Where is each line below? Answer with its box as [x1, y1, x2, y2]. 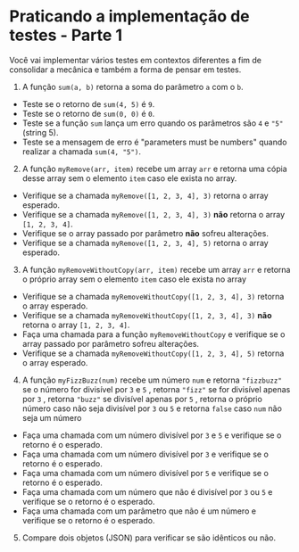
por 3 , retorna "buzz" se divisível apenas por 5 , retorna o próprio [21, 393, 263, 404]
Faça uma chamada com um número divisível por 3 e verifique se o [21, 449, 270, 459]
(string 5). [21, 127, 59, 137]
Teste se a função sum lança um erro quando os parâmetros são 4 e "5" [21, 118, 284, 128]
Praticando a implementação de [9, 6, 250, 27]
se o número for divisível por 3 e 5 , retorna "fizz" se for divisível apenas [21, 383, 291, 394]
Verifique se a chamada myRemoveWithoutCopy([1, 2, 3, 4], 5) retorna [21, 348, 285, 358]
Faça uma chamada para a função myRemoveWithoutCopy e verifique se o [21, 328, 286, 340]
